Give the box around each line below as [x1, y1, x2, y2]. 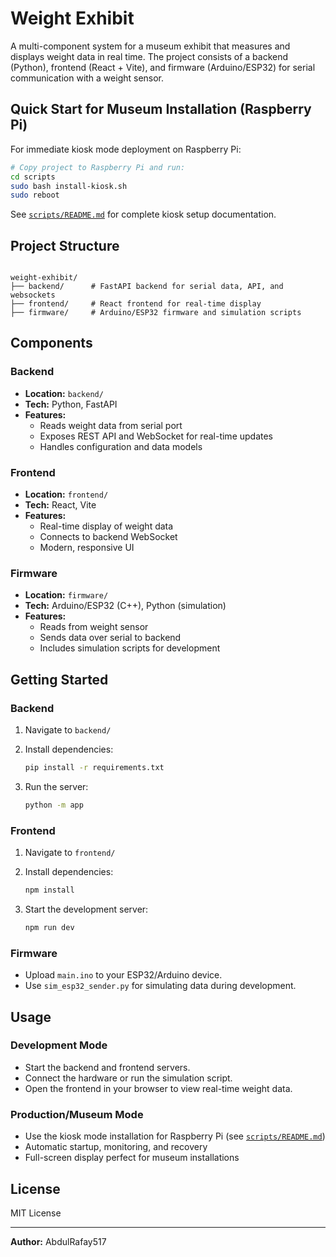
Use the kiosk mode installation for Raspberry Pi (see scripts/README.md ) [24, 1130, 326, 1142]
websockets [10, 290, 56, 301]
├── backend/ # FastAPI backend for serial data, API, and [10, 282, 284, 292]
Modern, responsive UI [39, 542, 135, 554]
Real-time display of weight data [39, 520, 174, 532]
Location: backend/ [24, 387, 104, 399]
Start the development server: [24, 903, 149, 915]
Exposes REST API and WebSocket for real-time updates [39, 430, 274, 442]
